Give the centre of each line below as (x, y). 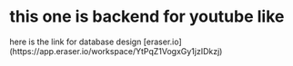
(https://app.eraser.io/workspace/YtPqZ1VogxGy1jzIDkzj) (116, 51)
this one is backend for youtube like (147, 17)
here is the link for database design (76, 42)
